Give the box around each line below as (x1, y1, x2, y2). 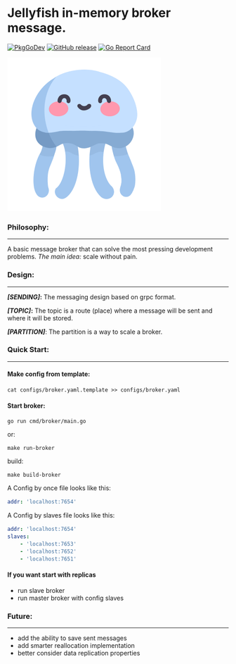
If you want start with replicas (7, 570, 96, 579)
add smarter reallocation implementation (17, 641, 136, 649)
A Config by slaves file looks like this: (7, 511, 115, 520)
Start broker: (7, 401, 46, 410)
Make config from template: (7, 370, 91, 378)
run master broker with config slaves (17, 594, 124, 602)
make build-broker (7, 472, 61, 479)
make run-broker (7, 445, 55, 452)
